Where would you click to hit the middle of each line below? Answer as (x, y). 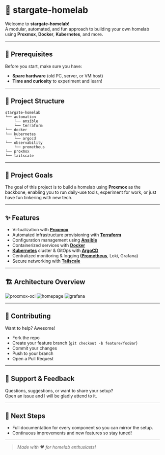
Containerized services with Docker (49, 245)
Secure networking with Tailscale (46, 261)
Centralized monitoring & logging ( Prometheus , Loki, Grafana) (75, 256)
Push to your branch (33, 353)
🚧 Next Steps (25, 416)
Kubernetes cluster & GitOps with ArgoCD (55, 250)
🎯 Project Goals (29, 175)
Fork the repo (26, 338)
